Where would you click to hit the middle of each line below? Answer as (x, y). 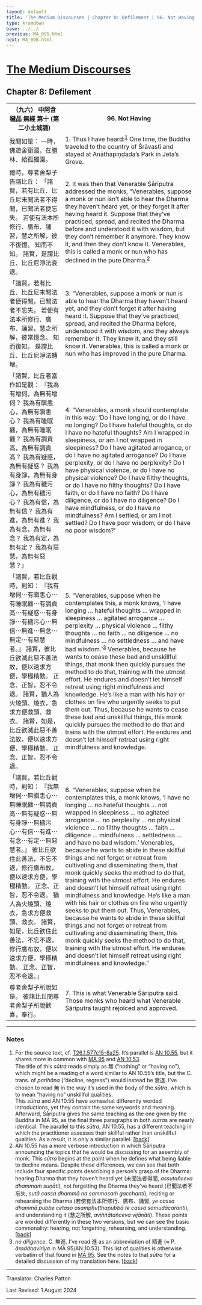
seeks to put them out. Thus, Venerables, (123, 911)
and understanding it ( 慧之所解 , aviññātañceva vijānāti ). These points (101, 1215)
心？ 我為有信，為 (34, 502)
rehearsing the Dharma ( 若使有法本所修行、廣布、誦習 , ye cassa (95, 1201)
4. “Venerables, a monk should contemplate (127, 410)
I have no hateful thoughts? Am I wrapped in (127, 433)
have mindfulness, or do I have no (113, 508)
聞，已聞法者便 (31, 209)
